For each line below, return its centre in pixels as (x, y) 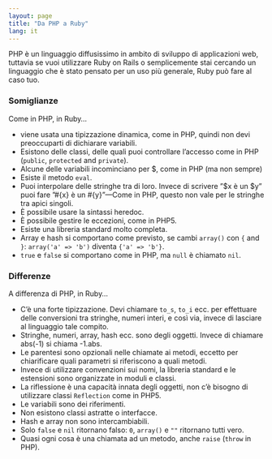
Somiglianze (33, 101)
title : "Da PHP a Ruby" (49, 24)
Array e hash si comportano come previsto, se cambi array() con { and (140, 238)
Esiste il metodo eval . (56, 177)
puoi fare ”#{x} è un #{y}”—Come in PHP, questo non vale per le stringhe (142, 195)
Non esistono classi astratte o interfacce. (89, 412)
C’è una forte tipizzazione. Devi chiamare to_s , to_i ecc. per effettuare (138, 309)
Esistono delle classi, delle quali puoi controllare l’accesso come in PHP (139, 152)
